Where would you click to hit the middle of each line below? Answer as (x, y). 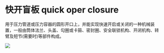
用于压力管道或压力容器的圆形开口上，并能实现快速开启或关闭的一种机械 (78, 24)
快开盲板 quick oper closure (62, 10)
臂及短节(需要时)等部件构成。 (35, 36)
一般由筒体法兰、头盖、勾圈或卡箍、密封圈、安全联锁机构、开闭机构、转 (86, 30)
